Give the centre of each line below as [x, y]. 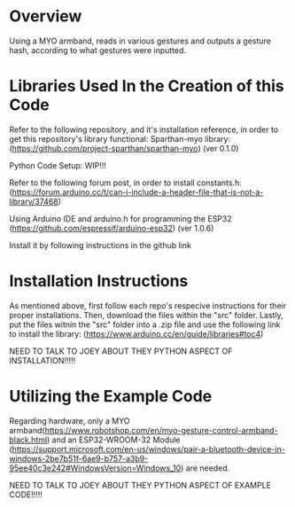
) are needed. [205, 468]
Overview [46, 16]
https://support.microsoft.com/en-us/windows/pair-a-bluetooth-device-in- [148, 448]
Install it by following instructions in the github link [101, 245]
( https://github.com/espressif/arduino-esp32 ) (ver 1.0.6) [112, 228]
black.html [28, 440]
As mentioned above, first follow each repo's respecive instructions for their [147, 305]
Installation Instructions [99, 281]
